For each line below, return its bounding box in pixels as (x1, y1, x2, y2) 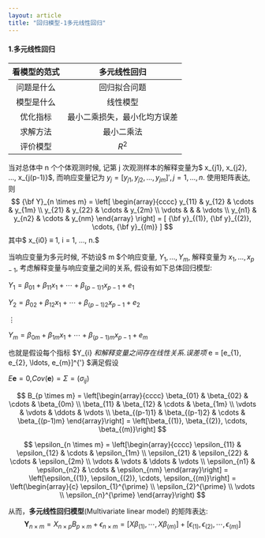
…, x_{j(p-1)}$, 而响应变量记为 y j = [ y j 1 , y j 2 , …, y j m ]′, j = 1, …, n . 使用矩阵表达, (8, 172, 251, 184)
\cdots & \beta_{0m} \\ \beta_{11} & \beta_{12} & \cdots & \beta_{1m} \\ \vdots (9, 400, 256, 409)
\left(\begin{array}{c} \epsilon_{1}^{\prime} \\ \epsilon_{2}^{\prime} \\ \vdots (9, 482, 256, 491)
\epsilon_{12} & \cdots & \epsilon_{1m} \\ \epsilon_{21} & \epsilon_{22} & (17, 448, 248, 458)
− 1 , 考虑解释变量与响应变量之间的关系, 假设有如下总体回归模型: (8, 263, 213, 275)
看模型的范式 (12, 66, 61, 77)
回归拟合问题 (99, 81, 147, 92)
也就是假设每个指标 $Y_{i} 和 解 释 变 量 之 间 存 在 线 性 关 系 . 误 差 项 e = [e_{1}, (8, 348, 242, 358)
